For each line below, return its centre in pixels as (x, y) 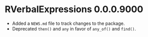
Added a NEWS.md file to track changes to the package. (68, 23)
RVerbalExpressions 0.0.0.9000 (74, 9)
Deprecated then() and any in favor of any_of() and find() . (74, 28)
